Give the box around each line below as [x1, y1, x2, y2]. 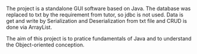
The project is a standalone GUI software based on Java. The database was [6, 5, 191, 12]
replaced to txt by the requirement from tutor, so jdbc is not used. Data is [6, 11, 183, 18]
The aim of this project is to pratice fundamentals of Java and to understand [6, 35, 192, 42]
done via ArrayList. [6, 23, 52, 31]
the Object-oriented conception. [6, 41, 85, 48]
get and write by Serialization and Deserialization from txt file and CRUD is [6, 18, 188, 24]
